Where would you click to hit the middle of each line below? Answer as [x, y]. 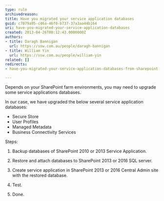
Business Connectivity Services [44, 132]
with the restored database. [40, 175]
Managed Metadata [32, 127]
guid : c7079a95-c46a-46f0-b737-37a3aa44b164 [51, 23]
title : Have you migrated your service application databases [70, 19]
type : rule [16, 10]
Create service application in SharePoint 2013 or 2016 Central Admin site [85, 170]
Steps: [11, 142]
